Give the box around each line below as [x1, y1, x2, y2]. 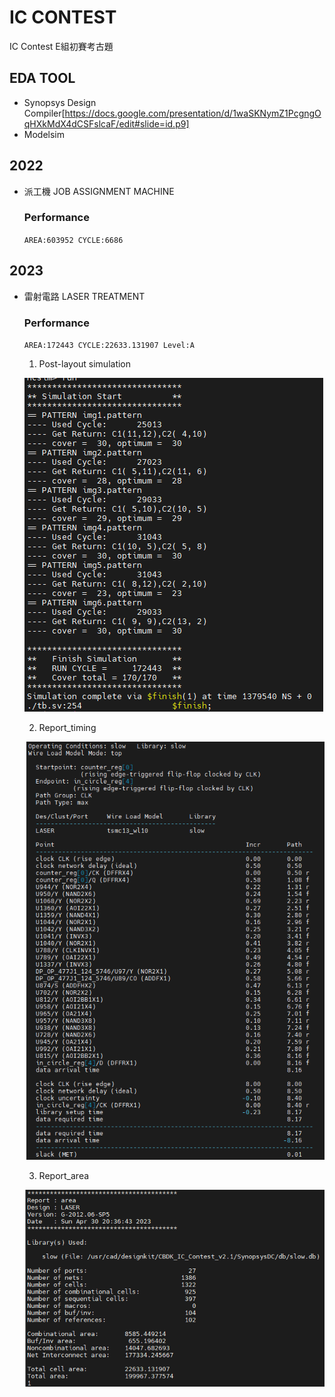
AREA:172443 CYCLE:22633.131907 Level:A [23, 340, 195, 350]
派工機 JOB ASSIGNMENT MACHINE [23, 185, 175, 197]
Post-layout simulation [38, 357, 132, 370]
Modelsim [23, 128, 66, 140]
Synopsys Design [23, 96, 97, 108]
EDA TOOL [9, 70, 76, 87]
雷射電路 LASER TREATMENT [23, 290, 146, 302]
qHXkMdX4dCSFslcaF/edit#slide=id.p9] [23, 117, 190, 130]
